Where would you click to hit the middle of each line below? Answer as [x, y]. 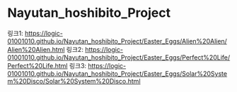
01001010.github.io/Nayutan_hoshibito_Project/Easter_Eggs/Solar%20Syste [117, 73]
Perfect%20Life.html [37, 65]
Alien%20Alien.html [36, 49]
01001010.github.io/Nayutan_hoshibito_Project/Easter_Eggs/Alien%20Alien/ [117, 41]
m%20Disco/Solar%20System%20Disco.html [74, 81]
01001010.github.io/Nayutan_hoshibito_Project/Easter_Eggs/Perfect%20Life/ [119, 57]
